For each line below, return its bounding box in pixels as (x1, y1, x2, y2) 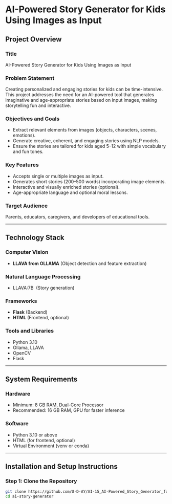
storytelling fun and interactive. (5, 102, 71, 108)
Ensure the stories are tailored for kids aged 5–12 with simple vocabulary (12, 143, 166, 149)
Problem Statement (5, 74, 55, 81)
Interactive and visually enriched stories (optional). (12, 184, 120, 190)
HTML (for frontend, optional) (12, 437, 75, 443)
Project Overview (5, 35, 62, 43)
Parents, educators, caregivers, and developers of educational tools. (5, 214, 150, 220)
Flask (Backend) (12, 309, 48, 315)
